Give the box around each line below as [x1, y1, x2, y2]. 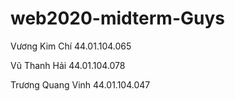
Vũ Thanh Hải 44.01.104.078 [10, 59, 126, 71]
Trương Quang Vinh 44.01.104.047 [10, 78, 151, 91]
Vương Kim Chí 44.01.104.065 [10, 40, 132, 52]
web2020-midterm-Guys [10, 7, 225, 30]
